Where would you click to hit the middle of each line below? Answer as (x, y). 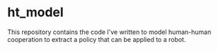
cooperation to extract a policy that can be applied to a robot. (97, 39)
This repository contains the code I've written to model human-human (109, 32)
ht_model (35, 12)
